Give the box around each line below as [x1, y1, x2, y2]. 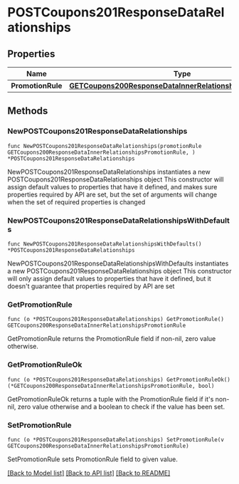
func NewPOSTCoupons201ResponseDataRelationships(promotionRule [7, 142, 202, 149]
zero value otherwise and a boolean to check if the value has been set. [17, 402, 225, 411]
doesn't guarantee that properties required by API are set [7, 282, 175, 290]
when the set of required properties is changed [7, 197, 146, 206]
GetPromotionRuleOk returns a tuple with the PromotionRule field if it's [7, 394, 214, 403]
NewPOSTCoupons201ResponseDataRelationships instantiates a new [7, 167, 211, 176]
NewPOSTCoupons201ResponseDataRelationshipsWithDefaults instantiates [7, 259, 229, 268]
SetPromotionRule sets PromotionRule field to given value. [7, 455, 178, 463]
